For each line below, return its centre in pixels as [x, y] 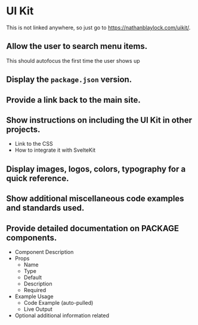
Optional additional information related [62, 315]
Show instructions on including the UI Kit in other [99, 120]
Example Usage [34, 296]
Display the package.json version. [69, 80]
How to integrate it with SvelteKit [55, 150]
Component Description [44, 252]
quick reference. [38, 178]
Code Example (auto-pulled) [58, 302]
